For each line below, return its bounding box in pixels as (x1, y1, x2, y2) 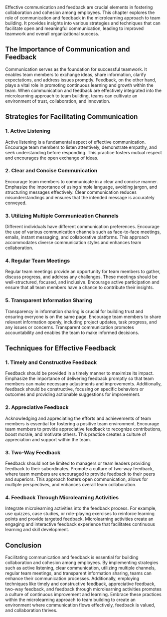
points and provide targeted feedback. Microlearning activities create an (5, 516, 154, 522)
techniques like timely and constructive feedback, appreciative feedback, (5, 581, 156, 587)
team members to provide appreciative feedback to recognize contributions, (5, 426, 162, 432)
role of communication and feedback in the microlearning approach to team (5, 15, 161, 20)
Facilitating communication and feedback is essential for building (5, 554, 139, 561)
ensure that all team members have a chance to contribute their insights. (5, 285, 154, 291)
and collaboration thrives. (5, 608, 58, 614)
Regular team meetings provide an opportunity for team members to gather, (5, 269, 161, 275)
